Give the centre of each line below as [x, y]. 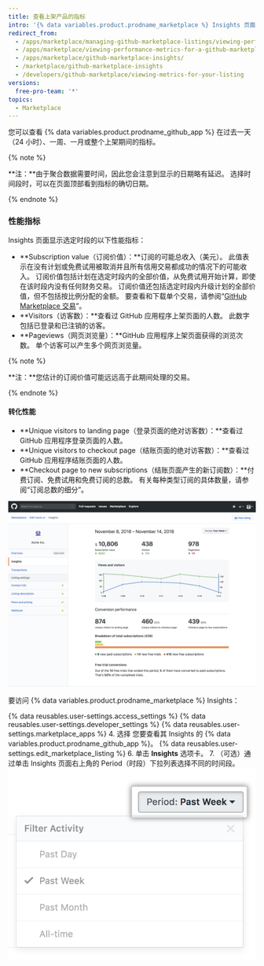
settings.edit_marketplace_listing [61, 753]
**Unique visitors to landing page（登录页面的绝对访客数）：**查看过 [131, 430]
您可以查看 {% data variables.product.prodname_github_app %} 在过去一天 [130, 132]
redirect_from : [33, 33]
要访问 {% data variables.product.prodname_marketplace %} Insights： [124, 700]
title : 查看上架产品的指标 [47, 17]
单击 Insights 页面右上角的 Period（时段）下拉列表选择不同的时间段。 [127, 763]
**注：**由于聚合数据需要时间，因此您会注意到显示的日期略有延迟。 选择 [126, 174]
